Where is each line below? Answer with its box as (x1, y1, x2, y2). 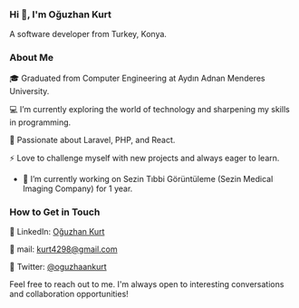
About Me (9, 52, 54, 64)
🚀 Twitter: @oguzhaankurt (9, 261, 107, 272)
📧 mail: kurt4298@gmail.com (9, 244, 118, 255)
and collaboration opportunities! (9, 288, 129, 299)
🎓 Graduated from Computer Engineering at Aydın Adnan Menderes (9, 72, 265, 83)
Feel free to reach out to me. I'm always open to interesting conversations (9, 278, 285, 289)
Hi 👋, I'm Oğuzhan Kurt (9, 8, 111, 21)
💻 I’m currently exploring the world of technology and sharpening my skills (9, 103, 290, 114)
